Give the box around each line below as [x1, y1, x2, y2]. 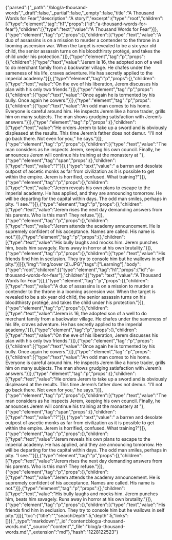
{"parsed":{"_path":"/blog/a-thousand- [5, 5, 88, 10]
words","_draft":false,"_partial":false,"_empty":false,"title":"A [5, 10, 132, 16]
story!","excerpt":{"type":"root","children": [74, 15, 164, 21]
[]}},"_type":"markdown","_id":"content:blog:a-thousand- [5, 518, 126, 524]
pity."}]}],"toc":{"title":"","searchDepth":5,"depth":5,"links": [5, 513, 129, 518]
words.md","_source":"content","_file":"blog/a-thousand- [5, 524, 126, 529]
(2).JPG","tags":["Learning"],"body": [64, 261, 141, 267]
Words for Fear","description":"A [5, 15, 74, 21]
